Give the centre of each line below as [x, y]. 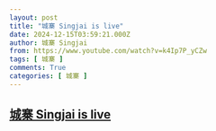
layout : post [34, 17]
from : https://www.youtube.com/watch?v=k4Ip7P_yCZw [108, 51]
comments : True [38, 68]
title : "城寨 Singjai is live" [67, 26]
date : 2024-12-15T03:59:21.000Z [70, 34]
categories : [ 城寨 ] [49, 76]
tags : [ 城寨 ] [36, 59]
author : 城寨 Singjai [49, 43]
